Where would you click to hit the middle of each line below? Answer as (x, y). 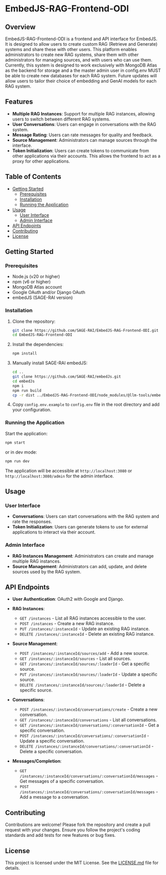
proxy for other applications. (41, 161)
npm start (15, 442)
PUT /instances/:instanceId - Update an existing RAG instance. (84, 629)
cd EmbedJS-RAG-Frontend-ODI (42, 335)
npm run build (27, 390)
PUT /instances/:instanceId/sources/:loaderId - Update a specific (88, 674)
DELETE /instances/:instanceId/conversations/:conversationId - (87, 746)
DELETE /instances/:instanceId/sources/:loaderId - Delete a (82, 685)
